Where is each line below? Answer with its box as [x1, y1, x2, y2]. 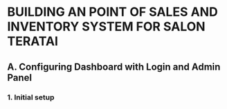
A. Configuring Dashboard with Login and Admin [7, 61, 221, 72]
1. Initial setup [7, 92, 55, 102]
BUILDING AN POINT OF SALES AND [7, 4, 218, 20]
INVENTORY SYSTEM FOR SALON [7, 19, 206, 34]
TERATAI [7, 34, 59, 49]
